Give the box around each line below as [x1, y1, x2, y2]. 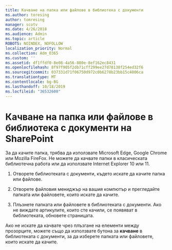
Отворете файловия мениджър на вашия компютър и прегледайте [12, 186, 160, 192]
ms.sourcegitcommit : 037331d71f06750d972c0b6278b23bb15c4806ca [5, 70, 144, 75]
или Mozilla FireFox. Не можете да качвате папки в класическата [5, 155, 148, 162]
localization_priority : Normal [5, 46, 72, 51]
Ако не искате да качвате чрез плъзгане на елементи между [5, 222, 140, 229]
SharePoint [5, 133, 54, 145]
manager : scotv [5, 22, 38, 27]
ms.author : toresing [5, 12, 50, 17]
